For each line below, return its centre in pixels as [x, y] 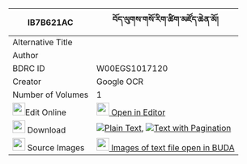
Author [26, 55]
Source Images [56, 147]
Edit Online [46, 112]
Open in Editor [138, 112]
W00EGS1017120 [132, 68]
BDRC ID [29, 68]
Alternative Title [43, 42]
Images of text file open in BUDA [173, 147]
